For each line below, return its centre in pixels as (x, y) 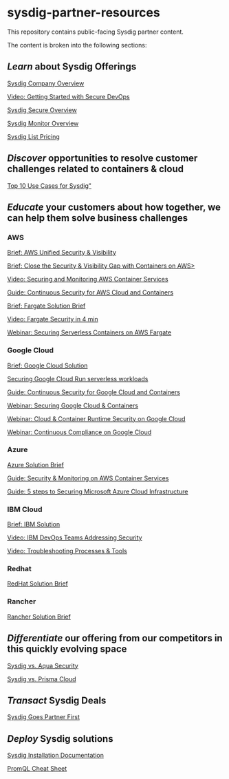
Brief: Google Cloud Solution (47, 365)
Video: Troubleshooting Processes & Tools (67, 551)
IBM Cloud (25, 509)
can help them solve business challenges (97, 218)
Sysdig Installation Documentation (56, 756)
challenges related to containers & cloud (96, 169)
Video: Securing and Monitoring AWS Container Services (88, 279)
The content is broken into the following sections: (77, 45)
